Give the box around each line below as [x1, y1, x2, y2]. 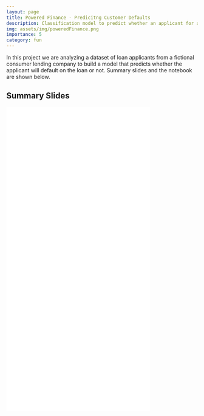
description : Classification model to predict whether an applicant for [6, 20, 194, 26]
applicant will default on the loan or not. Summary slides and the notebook [6, 67, 192, 73]
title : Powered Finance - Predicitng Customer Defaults [6, 15, 151, 21]
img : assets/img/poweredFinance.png [6, 26, 99, 32]
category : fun [6, 37, 42, 43]
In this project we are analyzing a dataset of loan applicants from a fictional [6, 54, 194, 61]
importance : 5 [6, 32, 42, 38]
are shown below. [6, 73, 50, 80]
